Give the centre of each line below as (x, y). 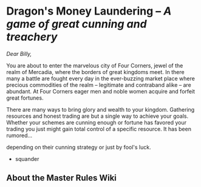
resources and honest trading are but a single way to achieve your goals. (97, 116)
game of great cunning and (77, 24)
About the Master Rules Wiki (62, 178)
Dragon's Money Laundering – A (89, 11)
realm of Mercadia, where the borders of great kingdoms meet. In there (95, 72)
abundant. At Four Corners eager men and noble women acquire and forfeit (101, 91)
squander (27, 158)
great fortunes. (25, 98)
